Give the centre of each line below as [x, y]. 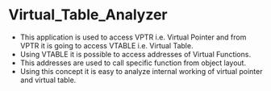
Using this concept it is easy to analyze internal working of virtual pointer [141, 71]
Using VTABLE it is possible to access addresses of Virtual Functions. [135, 54]
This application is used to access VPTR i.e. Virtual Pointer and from [133, 37]
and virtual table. [48, 80]
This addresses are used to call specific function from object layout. [133, 63]
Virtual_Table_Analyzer [88, 15]
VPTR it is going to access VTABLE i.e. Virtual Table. [106, 45]
